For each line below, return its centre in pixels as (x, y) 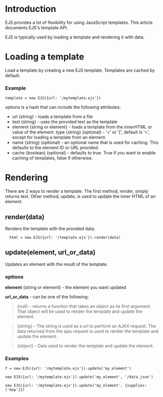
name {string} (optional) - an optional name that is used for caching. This (85, 143)
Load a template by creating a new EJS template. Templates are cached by (80, 70)
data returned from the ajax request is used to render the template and (88, 331)
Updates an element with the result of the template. (56, 264)
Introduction (31, 9)
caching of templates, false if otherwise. (52, 158)
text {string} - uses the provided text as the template (65, 122)
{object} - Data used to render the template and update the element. (85, 346)
